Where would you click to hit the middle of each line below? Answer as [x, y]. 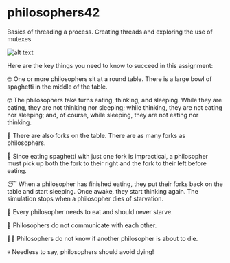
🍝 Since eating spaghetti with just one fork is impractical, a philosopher [107, 156]
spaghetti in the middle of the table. [57, 87]
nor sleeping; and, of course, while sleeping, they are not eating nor [103, 115]
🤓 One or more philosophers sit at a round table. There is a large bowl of [110, 79]
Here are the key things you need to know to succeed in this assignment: [110, 65]
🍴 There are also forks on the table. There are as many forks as [96, 135]
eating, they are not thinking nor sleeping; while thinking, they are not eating [115, 107]
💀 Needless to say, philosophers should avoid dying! [81, 251]
